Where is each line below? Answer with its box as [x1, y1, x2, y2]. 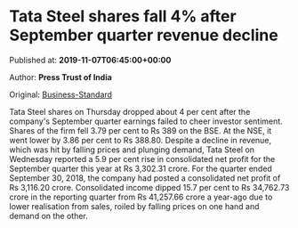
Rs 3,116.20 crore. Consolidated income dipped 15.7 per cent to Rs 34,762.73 [9, 182, 290, 192]
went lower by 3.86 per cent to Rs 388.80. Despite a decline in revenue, [9, 134, 272, 145]
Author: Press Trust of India [9, 71, 113, 82]
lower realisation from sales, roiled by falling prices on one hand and [9, 200, 260, 211]
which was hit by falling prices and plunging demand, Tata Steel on [9, 144, 255, 155]
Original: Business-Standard [9, 89, 113, 100]
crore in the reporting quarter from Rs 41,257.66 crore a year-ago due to [9, 191, 273, 202]
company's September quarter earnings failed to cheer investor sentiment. [9, 116, 283, 126]
